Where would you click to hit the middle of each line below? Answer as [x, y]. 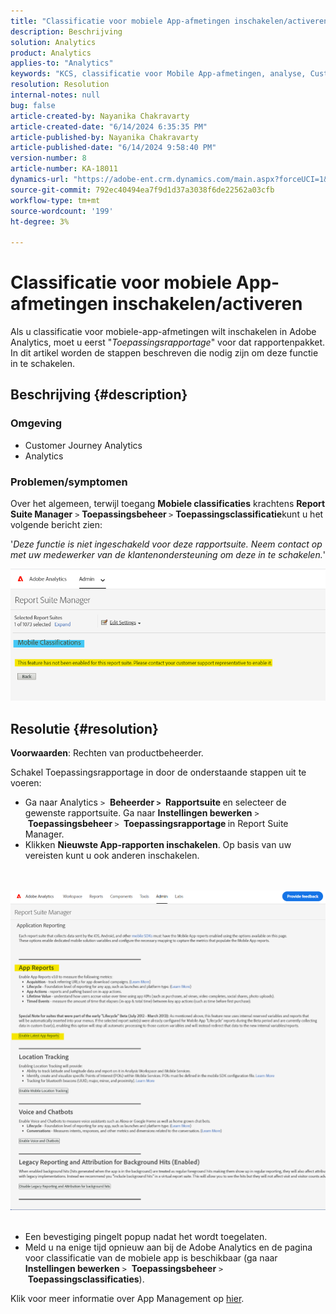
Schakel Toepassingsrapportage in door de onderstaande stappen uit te [158, 772]
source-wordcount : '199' [62, 211]
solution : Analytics [53, 42]
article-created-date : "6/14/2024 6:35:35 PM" [109, 126]
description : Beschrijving [66, 31]
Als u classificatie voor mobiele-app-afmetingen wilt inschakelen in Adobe [163, 332]
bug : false [33, 105]
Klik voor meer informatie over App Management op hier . [127, 1299]
